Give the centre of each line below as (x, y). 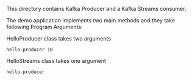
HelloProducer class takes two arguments (59, 38)
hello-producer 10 (30, 50)
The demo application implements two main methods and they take (91, 20)
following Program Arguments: (45, 27)
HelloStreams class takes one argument (56, 61)
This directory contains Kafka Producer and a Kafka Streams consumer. (96, 9)
